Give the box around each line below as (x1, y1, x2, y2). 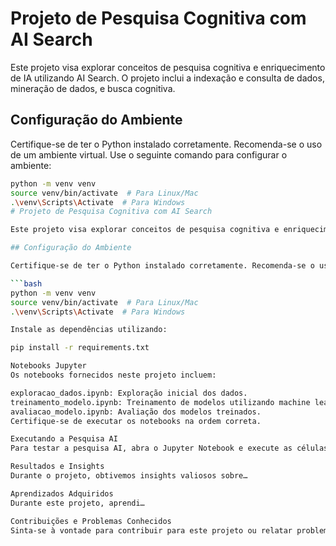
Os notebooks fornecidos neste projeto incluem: (10, 370, 217, 380)
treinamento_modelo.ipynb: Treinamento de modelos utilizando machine (10, 397, 311, 407)
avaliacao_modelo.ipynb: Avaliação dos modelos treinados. (10, 407, 262, 417)
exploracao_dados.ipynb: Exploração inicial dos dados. (10, 388, 248, 398)
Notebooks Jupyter (10, 361, 87, 371)
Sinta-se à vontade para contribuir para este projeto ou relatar (10, 525, 293, 536)
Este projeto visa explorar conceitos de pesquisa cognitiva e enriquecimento (10, 61, 326, 73)
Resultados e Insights (10, 462, 105, 472)
